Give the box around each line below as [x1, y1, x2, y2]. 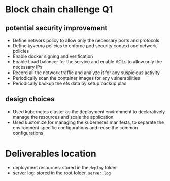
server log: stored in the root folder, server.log [12, 170, 111, 176]
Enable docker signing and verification [12, 53, 93, 59]
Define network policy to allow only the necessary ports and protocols [12, 37, 160, 43]
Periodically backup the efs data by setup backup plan [12, 80, 127, 86]
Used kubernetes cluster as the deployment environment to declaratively [12, 108, 165, 115]
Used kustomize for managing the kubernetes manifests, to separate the [12, 119, 164, 125]
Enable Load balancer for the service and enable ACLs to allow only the [12, 59, 162, 64]
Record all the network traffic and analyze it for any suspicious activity [12, 69, 160, 76]
